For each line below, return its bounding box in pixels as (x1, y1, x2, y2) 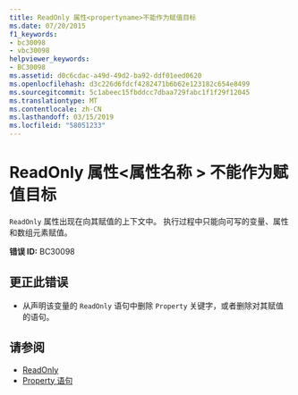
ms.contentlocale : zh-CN (9, 105, 102, 113)
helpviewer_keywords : (9, 55, 90, 63)
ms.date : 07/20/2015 (9, 21, 87, 30)
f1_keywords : (9, 29, 58, 38)
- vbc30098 (9, 46, 50, 55)
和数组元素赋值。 (9, 227, 72, 238)
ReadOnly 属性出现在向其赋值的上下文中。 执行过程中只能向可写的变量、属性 (9, 215, 289, 226)
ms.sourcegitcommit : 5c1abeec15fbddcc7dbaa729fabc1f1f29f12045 (9, 88, 251, 97)
